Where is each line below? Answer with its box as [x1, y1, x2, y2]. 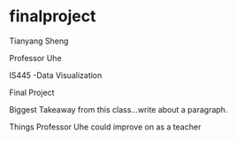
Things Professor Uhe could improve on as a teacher [9, 121, 202, 132]
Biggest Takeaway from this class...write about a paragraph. [9, 104, 228, 114]
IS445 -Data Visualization [9, 69, 103, 81]
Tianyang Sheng [9, 35, 69, 46]
